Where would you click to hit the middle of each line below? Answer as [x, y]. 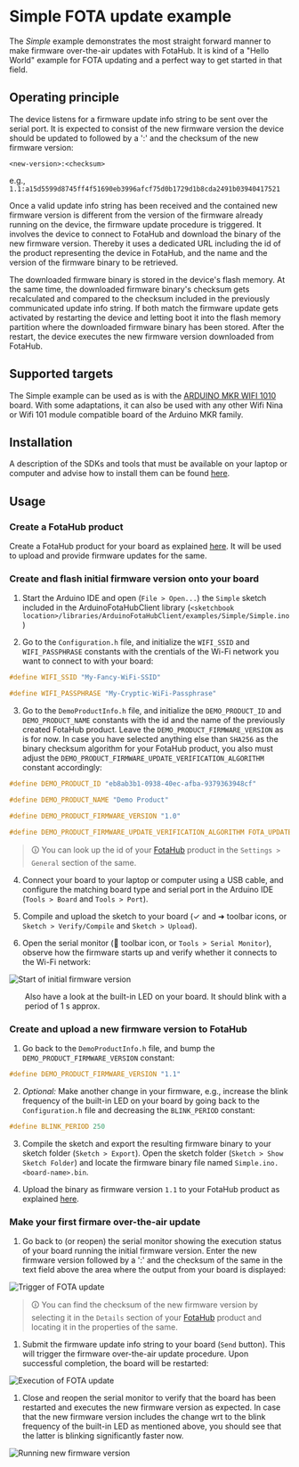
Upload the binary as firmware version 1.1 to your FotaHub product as [151, 1189]
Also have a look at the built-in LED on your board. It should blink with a [156, 996]
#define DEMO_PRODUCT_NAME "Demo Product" [89, 800]
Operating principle [65, 98]
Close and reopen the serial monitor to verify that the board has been [149, 1397]
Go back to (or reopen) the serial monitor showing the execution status [152, 1240]
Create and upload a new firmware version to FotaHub [128, 1029]
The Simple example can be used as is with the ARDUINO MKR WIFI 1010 [143, 395]
